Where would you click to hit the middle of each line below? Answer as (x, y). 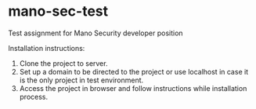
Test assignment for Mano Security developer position (96, 33)
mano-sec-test (58, 11)
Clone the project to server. (63, 63)
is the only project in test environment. (81, 80)
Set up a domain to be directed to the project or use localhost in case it (134, 71)
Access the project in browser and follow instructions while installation (133, 88)
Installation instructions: (47, 48)
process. (34, 96)
